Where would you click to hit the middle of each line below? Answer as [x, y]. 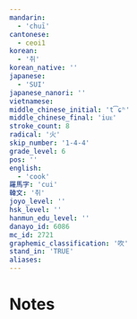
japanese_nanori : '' [48, 93]
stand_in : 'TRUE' [42, 252]
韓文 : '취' [27, 193]
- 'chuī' [34, 26]
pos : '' [24, 159]
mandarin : [28, 18]
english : [26, 168]
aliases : [26, 260]
